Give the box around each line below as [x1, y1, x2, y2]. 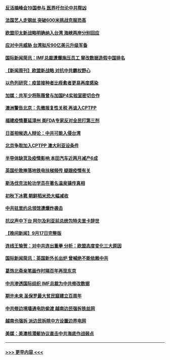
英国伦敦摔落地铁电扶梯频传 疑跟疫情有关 [5, 168, 91, 174]
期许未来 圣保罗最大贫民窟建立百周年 [5, 293, 82, 299]
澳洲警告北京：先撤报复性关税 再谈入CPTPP [5, 105, 97, 111]
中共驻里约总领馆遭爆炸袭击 [5, 205, 63, 211]
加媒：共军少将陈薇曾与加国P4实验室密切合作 [5, 92, 100, 98]
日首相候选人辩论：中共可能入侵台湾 [5, 130, 81, 136]
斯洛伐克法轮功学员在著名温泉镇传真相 [5, 180, 85, 186]
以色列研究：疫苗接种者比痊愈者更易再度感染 [5, 80, 99, 86]
